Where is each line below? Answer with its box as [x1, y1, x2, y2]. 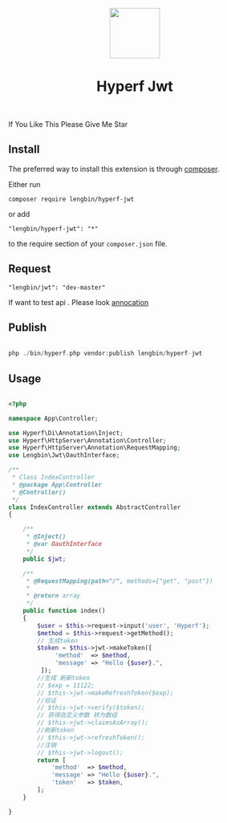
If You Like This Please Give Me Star [8, 119, 128, 128]
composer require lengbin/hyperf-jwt [8, 195, 135, 203]
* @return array [26, 592, 81, 600]
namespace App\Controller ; [8, 414, 99, 422]
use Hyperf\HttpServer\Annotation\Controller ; [8, 436, 167, 445]
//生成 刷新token [37, 674, 91, 682]
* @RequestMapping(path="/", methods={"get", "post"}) [26, 577, 214, 585]
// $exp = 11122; [37, 681, 95, 690]
